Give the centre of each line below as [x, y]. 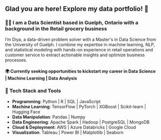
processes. [16, 60]
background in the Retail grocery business [56, 29]
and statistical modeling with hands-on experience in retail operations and [79, 49]
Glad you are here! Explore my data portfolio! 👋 [77, 9]
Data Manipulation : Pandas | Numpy [49, 117]
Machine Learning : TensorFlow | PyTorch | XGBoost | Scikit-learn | [79, 107]
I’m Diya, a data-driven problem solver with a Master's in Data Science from [81, 39]
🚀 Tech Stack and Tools [33, 91]
